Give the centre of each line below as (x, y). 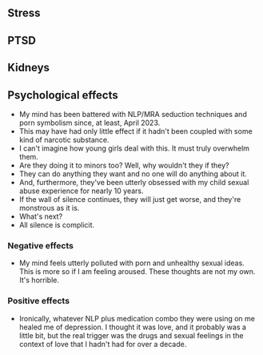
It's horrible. (39, 280)
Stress (24, 13)
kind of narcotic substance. (64, 139)
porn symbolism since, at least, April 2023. (90, 123)
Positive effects (38, 301)
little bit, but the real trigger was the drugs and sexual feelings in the (131, 335)
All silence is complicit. (57, 224)
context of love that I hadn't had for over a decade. (103, 344)
